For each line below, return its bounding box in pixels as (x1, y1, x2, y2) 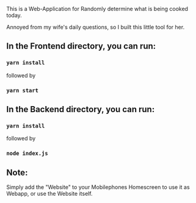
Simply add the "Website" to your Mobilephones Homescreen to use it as (6, 183, 191, 191)
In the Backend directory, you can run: (6, 104, 155, 115)
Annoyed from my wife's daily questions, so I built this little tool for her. (6, 24, 185, 30)
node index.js (6, 150, 48, 157)
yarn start (6, 87, 38, 94)
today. (6, 12, 23, 19)
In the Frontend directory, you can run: (6, 41, 156, 51)
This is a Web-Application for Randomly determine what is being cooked (6, 5, 188, 12)
